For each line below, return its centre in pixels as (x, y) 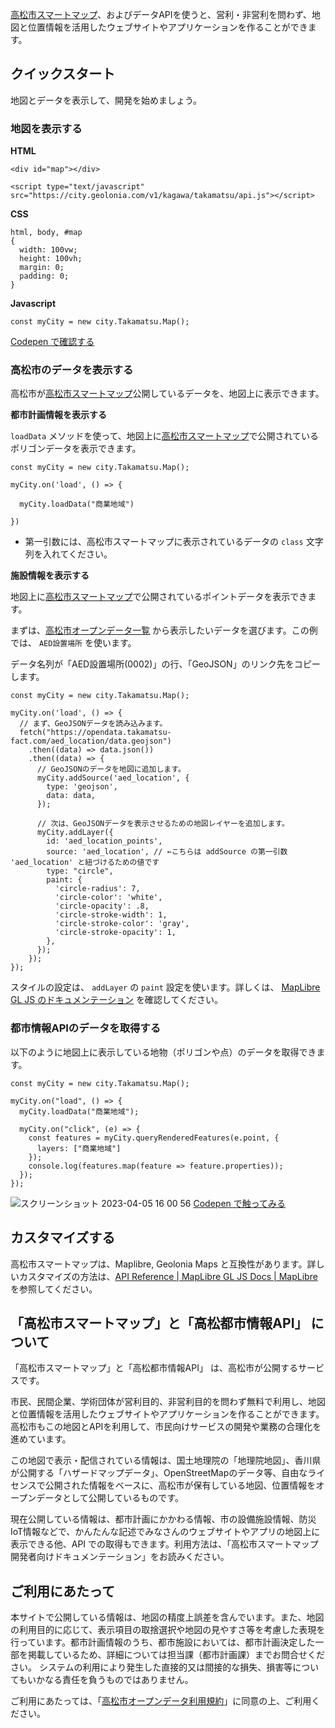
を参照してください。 (54, 1289)
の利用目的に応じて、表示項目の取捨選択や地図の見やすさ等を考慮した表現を (168, 1630)
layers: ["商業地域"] (79, 1148)
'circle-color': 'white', (108, 898)
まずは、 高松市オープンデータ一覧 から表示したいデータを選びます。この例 (164, 630)
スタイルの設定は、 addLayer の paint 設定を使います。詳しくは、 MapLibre (165, 987)
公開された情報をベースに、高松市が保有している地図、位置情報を (180, 1485)
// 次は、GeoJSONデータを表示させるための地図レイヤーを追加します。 (163, 824)
